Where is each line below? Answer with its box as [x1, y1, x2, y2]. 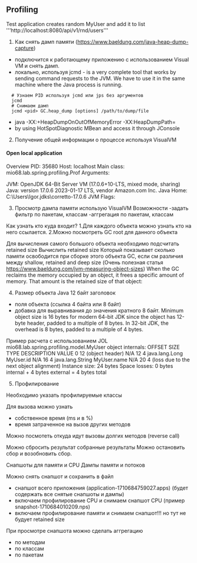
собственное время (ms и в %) [14, 415, 93, 422]
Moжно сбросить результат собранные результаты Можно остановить [6, 444, 185, 451]
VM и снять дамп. [14, 62, 60, 69]
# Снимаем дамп [11, 103, 49, 109]
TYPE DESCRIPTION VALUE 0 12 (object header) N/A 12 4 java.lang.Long [6, 350, 183, 357]
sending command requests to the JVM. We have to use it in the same [14, 75, 185, 82]
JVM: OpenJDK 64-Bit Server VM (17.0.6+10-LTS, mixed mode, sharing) [6, 180, 181, 188]
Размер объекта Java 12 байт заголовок [14, 289, 116, 296]
